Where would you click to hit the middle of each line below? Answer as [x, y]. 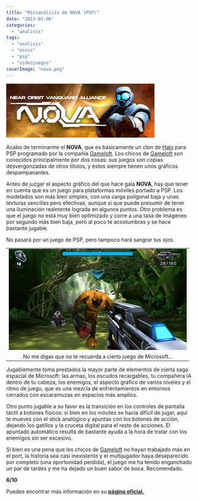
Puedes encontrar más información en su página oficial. [75, 491]
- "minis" [23, 51]
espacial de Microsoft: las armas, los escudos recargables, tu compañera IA [99, 376]
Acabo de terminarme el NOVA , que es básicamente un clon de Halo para [96, 147]
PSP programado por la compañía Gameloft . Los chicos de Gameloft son [95, 153]
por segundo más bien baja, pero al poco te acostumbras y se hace [88, 222]
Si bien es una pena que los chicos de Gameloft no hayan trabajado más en [98, 450]
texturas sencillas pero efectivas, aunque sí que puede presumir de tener [95, 203]
